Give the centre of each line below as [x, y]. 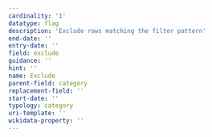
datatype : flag [34, 23]
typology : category [41, 106]
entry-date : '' [34, 46]
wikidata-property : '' [46, 121]
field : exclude [34, 53]
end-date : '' [30, 38]
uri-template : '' [37, 114]
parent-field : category [48, 83]
